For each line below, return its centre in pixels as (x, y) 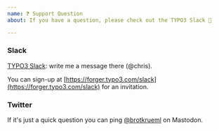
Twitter (20, 105)
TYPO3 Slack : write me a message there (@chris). (80, 65)
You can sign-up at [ (37, 79)
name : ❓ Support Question (45, 14)
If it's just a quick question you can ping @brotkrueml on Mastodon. (105, 120)
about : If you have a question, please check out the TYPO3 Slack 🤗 (109, 20)
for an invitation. (125, 86)
